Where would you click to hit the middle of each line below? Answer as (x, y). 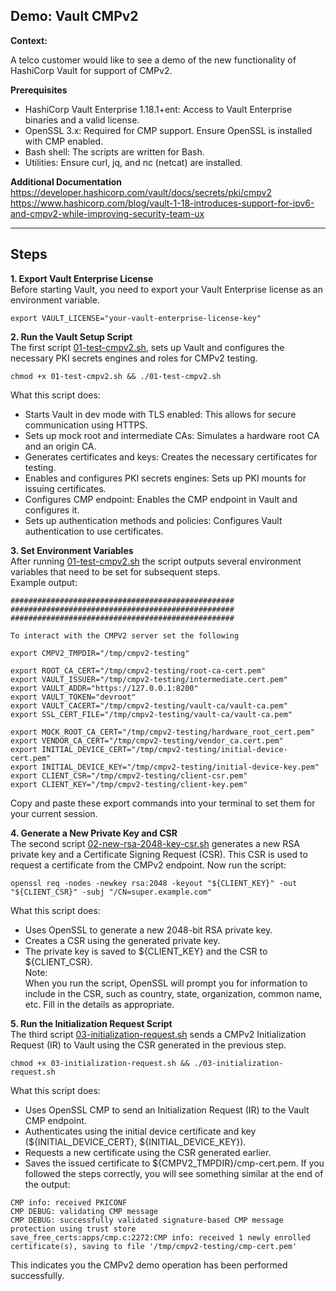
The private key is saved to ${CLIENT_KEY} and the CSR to (146, 951)
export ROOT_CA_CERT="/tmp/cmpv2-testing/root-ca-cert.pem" (138, 670)
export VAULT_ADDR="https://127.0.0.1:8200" (104, 688)
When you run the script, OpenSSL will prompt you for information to (166, 983)
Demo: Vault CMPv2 (74, 16)
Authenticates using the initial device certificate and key (140, 1131)
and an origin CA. (60, 446)
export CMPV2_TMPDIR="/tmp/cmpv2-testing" (100, 653)
